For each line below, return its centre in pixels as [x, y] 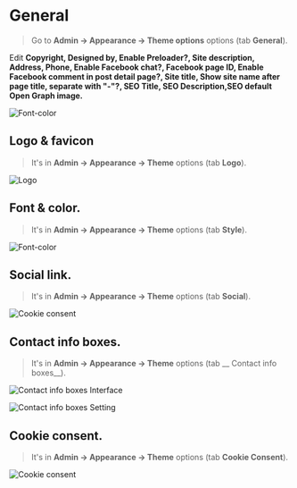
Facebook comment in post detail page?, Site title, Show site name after [145, 76]
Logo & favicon [52, 141]
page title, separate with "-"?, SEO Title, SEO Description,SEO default [140, 86]
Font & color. [45, 208]
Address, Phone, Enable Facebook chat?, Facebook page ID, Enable [137, 67]
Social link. [41, 275]
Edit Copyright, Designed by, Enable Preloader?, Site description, [132, 57]
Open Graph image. [46, 96]
